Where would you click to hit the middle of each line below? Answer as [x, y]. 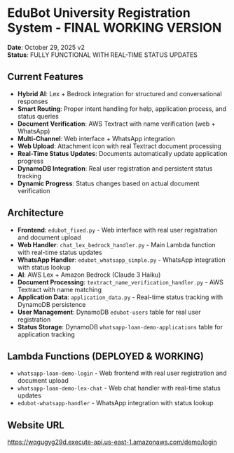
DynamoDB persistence [51, 304]
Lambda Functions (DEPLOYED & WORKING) [106, 356]
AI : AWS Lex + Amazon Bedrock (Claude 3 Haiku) [89, 275]
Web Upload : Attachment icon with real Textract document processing [119, 146]
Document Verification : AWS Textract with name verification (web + [116, 124]
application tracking [46, 334]
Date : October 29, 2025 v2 [46, 47]
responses [33, 101]
